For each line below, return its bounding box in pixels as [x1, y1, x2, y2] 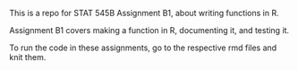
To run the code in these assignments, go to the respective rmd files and [9, 42, 277, 53]
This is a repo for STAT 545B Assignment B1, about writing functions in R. [9, 8, 279, 18]
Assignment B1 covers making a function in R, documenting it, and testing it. [9, 25, 289, 35]
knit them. [9, 52, 47, 62]
